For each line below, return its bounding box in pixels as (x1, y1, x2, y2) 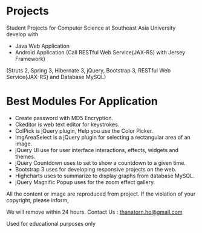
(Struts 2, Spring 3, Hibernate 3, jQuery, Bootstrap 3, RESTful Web (6, 66, 171, 74)
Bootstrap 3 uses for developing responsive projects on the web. (15, 165, 177, 173)
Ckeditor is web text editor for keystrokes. (15, 121, 120, 128)
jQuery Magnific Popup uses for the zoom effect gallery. (15, 178, 155, 185)
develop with (6, 30, 39, 37)
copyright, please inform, (6, 196, 69, 203)
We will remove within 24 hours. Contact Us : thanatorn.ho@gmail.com (6, 208, 183, 215)
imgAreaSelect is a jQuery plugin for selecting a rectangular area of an (15, 133, 191, 141)
